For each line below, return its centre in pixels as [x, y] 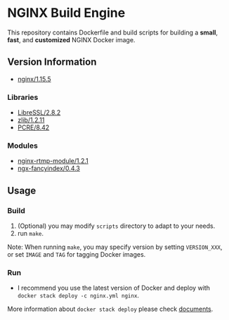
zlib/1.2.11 [31, 120]
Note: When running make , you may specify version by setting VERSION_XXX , [115, 247]
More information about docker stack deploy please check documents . [110, 309]
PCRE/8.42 [33, 127]
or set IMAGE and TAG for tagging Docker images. [77, 255]
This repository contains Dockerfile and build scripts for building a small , [113, 32]
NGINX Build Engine [66, 13]
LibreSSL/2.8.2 [39, 113]
